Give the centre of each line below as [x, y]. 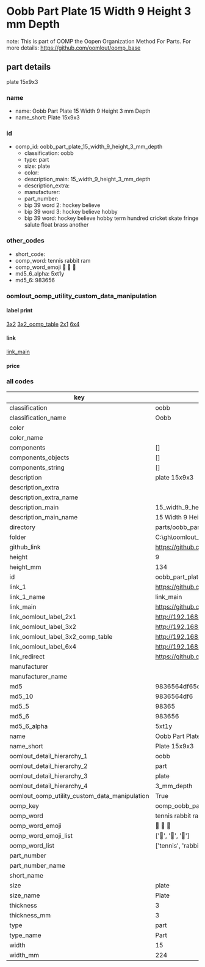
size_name [25, 895]
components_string [37, 467]
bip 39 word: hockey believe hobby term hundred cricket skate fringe [111, 218]
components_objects [39, 457]
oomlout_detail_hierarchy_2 [49, 766]
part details [29, 67]
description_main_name [44, 517]
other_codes [25, 241]
